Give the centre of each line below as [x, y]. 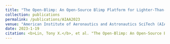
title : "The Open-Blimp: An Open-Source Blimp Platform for [70, 10]
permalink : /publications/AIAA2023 [43, 19]
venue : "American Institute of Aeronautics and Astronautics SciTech [80, 24]
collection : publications [32, 15]
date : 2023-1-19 [22, 29]
